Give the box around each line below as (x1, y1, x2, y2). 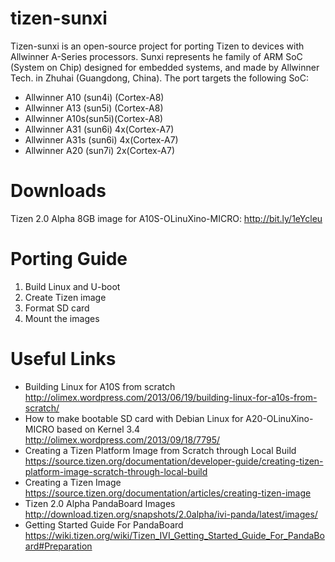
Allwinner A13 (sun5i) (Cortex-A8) (24, 102, 164, 114)
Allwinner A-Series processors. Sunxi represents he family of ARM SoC (10, 50, 303, 62)
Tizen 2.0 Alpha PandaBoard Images (24, 497, 176, 509)
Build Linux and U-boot (24, 280, 121, 292)
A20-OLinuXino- (245, 412, 314, 424)
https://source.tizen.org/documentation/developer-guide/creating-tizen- (24, 455, 324, 467)
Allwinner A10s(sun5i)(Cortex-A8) (24, 112, 164, 124)
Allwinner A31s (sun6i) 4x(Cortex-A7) (24, 133, 179, 146)
